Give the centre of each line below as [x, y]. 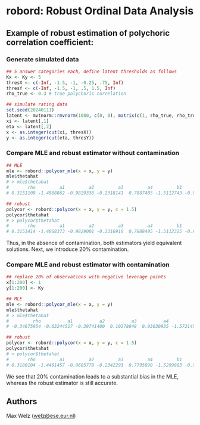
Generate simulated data [43, 59]
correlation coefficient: [50, 42]
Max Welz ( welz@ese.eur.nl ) [41, 416]
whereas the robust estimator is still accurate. [62, 383]
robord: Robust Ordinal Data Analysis [100, 11]
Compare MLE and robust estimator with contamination [88, 265]
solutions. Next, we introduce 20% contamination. [68, 249]
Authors [22, 401]
